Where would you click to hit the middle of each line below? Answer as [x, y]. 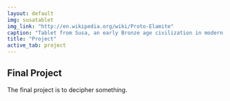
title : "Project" [32, 39]
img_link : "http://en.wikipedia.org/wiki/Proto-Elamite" [91, 26]
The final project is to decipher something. [67, 89]
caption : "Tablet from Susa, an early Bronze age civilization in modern [115, 33]
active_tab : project [37, 45]
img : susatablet [30, 20]
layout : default [30, 13]
